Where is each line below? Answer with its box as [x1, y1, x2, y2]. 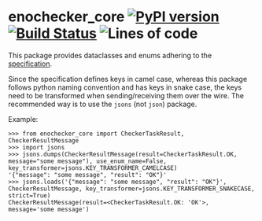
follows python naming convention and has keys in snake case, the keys [8, 83, 242, 92]
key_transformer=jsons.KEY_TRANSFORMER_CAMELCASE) [8, 164, 178, 172]
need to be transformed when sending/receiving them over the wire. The [8, 90, 244, 100]
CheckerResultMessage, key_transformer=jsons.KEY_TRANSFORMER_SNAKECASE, [8, 185, 256, 193]
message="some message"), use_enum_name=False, [8, 157, 168, 165]
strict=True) [8, 191, 51, 200]
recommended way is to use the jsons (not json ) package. [8, 99, 197, 109]
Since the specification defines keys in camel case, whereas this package [8, 74, 248, 83]
